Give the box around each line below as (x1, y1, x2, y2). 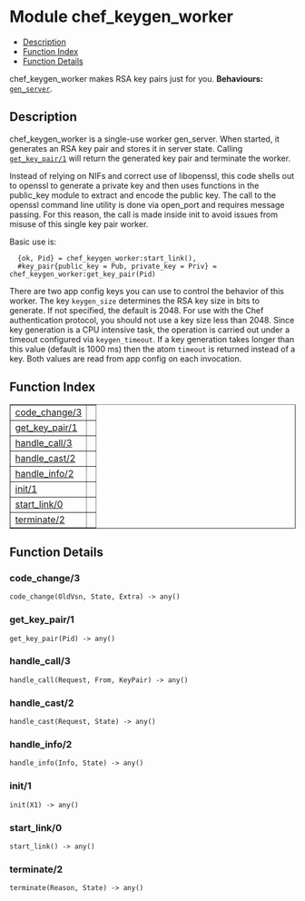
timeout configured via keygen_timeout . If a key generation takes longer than (9, 333, 295, 344)
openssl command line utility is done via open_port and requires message (9, 199, 285, 210)
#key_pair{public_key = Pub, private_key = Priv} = (17, 262, 218, 271)
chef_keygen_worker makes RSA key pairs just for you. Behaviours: (9, 73, 263, 84)
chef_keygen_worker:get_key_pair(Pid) (9, 270, 156, 279)
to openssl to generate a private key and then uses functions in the (9, 180, 260, 191)
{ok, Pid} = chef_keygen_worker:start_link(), (17, 253, 197, 262)
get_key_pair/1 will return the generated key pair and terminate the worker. (9, 153, 291, 163)
